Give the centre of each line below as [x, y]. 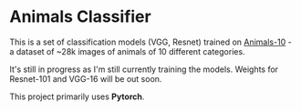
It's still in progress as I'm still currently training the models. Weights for [144, 69]
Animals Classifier [81, 17]
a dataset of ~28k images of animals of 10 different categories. [127, 51]
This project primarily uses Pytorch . [77, 96]
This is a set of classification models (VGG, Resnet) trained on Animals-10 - [150, 42]
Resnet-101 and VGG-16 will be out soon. [86, 78]
